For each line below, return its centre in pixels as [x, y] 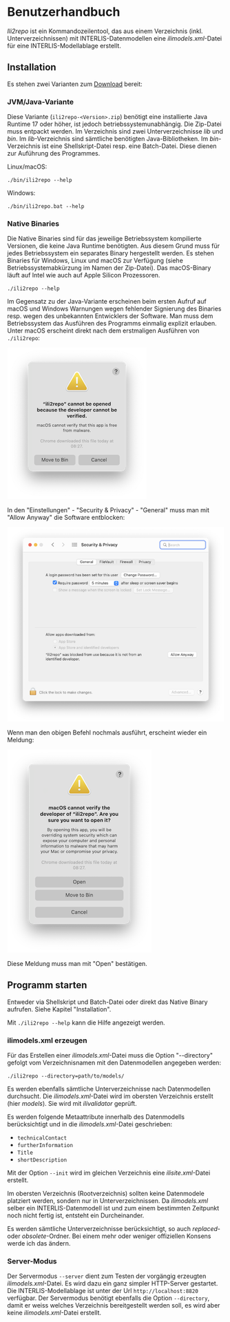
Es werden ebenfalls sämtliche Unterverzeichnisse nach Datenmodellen [109, 1089]
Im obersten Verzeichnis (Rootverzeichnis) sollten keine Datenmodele [106, 1194]
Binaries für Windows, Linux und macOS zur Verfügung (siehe [95, 261]
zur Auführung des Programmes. [54, 154]
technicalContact [42, 1138]
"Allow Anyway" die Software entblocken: [66, 518]
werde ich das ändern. [39, 1244]
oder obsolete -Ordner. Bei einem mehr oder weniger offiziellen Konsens [109, 1236]
